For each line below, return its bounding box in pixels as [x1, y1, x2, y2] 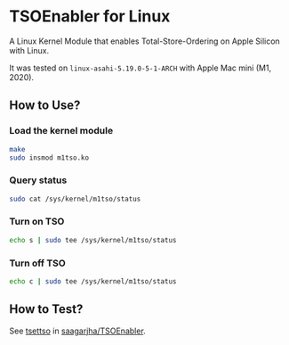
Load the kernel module [9, 125, 114, 137]
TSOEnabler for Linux [9, 6, 171, 27]
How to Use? [9, 98, 81, 113]
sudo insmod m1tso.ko [9, 153, 90, 162]
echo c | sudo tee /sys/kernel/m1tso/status [9, 277, 177, 286]
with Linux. [9, 45, 50, 55]
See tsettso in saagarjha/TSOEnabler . [9, 325, 147, 336]
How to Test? [9, 301, 84, 317]
